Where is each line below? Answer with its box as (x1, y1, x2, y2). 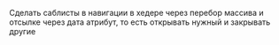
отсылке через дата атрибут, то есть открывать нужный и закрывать (9, 17, 271, 27)
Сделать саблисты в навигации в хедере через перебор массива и (9, 8, 264, 18)
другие (9, 26, 36, 36)
